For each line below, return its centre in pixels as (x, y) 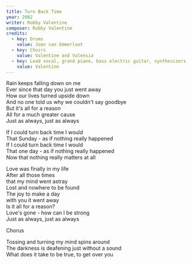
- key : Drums (27, 39)
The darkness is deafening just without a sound (64, 248)
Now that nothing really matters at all (51, 158)
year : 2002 (19, 17)
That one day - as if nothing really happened (60, 151)
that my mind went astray (37, 181)
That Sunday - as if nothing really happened (60, 139)
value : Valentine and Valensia (55, 56)
